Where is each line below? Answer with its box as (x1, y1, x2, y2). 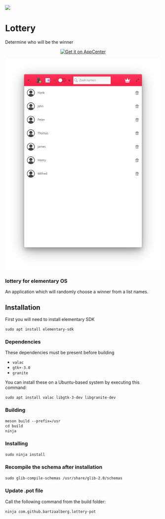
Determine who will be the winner (5, 39, 74, 45)
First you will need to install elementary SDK (5, 317, 95, 323)
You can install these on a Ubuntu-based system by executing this (5, 380, 140, 386)
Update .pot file (5, 487, 43, 494)
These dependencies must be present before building (5, 350, 115, 356)
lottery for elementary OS (5, 277, 68, 284)
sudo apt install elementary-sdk (5, 327, 74, 332)
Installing (5, 440, 28, 447)
